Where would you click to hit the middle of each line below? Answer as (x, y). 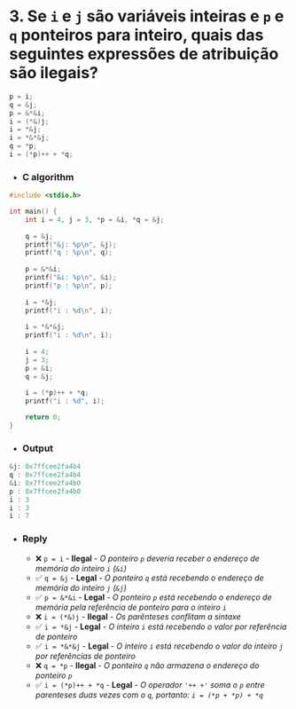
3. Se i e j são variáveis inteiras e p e (147, 16)
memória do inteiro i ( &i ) (81, 568)
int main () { (33, 212)
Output (38, 448)
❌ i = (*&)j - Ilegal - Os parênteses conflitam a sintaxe (138, 616)
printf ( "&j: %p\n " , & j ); (71, 244)
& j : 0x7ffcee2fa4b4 (45, 467)
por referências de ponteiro (85, 656)
